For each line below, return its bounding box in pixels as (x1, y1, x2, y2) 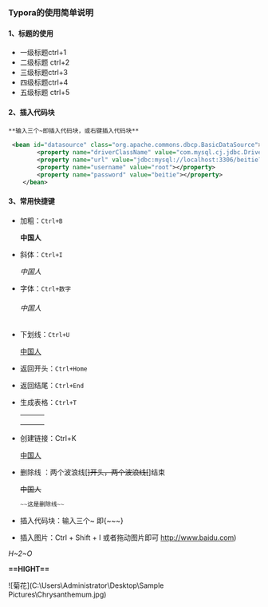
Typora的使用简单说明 (8, 6, 94, 18)
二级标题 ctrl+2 (19, 58, 70, 67)
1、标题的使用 (8, 28, 54, 38)
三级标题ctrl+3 (19, 68, 69, 77)
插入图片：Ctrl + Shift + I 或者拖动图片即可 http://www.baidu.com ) (19, 533, 237, 542)
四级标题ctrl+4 (19, 77, 69, 87)
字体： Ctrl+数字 (19, 284, 72, 293)
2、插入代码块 (8, 107, 55, 117)
